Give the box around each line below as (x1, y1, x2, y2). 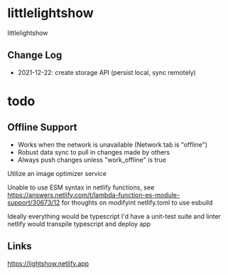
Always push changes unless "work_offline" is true (17, 155, 167, 164)
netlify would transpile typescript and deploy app (7, 219, 151, 228)
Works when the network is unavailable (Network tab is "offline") (17, 140, 208, 149)
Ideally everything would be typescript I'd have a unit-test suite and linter (7, 212, 222, 220)
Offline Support (7, 121, 77, 133)
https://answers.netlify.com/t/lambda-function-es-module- (7, 190, 180, 199)
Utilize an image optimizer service (7, 169, 107, 177)
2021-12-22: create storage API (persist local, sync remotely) (17, 68, 197, 76)
